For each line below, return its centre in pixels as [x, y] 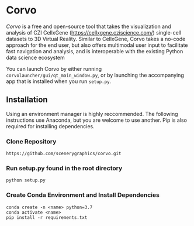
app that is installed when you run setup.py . [59, 81]
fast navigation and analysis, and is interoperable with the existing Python [95, 51]
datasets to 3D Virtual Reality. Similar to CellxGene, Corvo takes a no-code [96, 39]
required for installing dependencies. [50, 126]
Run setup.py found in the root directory [64, 168]
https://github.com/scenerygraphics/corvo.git [64, 154]
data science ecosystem [36, 57]
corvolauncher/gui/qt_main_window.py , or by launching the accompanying [95, 75]
